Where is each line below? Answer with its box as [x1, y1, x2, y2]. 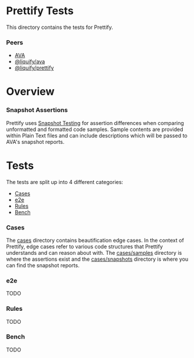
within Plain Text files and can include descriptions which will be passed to [6, 132, 188, 139]
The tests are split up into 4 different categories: [6, 178, 124, 185]
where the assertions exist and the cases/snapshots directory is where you [6, 255, 189, 262]
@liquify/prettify [14, 64, 54, 71]
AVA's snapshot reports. [6, 138, 65, 145]
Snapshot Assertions [6, 106, 68, 114]
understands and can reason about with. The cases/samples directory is [6, 249, 182, 256]
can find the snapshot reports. [6, 261, 80, 269]
